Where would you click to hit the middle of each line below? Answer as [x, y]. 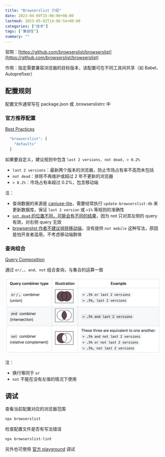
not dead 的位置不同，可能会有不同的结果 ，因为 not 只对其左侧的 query [85, 216]
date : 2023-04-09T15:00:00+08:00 [40, 16]
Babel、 [153, 68]
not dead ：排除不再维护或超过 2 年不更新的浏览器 [63, 176]
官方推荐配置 [21, 118]
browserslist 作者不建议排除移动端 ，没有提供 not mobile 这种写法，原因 [85, 228]
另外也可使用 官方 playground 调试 [40, 449]
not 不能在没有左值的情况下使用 [44, 379]
